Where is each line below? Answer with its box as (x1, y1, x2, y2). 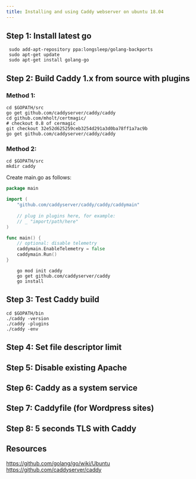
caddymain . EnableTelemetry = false (17, 246, 105, 252)
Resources (6, 444, 47, 454)
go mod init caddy (17, 268, 63, 274)
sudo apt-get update (8, 52, 60, 58)
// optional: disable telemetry (17, 240, 97, 247)
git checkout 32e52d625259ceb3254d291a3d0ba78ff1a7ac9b (6, 126, 148, 132)
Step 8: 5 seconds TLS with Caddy (6, 423, 137, 434)
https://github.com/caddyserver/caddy (6, 466, 102, 473)
